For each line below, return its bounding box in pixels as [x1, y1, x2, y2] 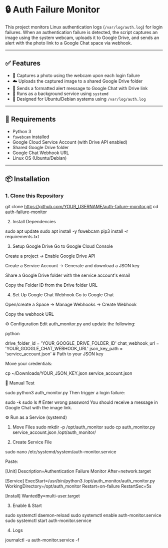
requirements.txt [5, 234, 39, 240]
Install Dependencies [12, 219, 56, 225]
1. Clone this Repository [5, 192, 64, 199]
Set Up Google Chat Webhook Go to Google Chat [12, 292, 114, 298]
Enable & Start [12, 502, 42, 508]
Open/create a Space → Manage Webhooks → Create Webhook [5, 301, 137, 308]
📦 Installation [5, 175, 50, 183]
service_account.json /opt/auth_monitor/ [12, 429, 96, 435]
